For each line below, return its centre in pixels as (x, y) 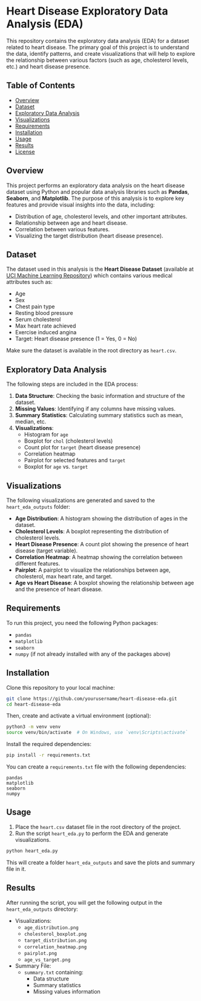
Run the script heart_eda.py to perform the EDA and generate (91, 833)
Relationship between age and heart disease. (71, 223)
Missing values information (67, 991)
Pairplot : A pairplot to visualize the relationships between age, (93, 570)
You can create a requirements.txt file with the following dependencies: (96, 767)
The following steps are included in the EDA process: (72, 384)
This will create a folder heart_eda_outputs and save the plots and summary (100, 862)
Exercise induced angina (46, 332)
